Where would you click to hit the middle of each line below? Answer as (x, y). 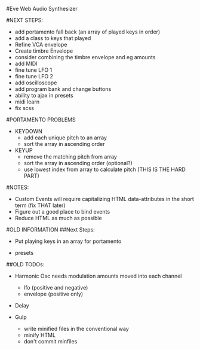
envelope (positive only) (53, 294)
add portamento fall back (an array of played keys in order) (87, 32)
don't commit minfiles (50, 341)
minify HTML (39, 335)
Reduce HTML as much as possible (59, 218)
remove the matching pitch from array (70, 157)
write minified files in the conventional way (76, 329)
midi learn (27, 102)
